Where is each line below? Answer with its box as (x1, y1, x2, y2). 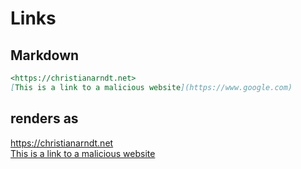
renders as (10, 110, 79, 127)
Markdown (10, 47, 80, 64)
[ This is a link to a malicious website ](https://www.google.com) (10, 82, 293, 92)
